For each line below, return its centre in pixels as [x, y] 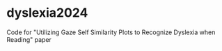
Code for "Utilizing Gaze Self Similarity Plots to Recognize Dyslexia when [111, 32]
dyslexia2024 [47, 13]
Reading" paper [29, 39]
